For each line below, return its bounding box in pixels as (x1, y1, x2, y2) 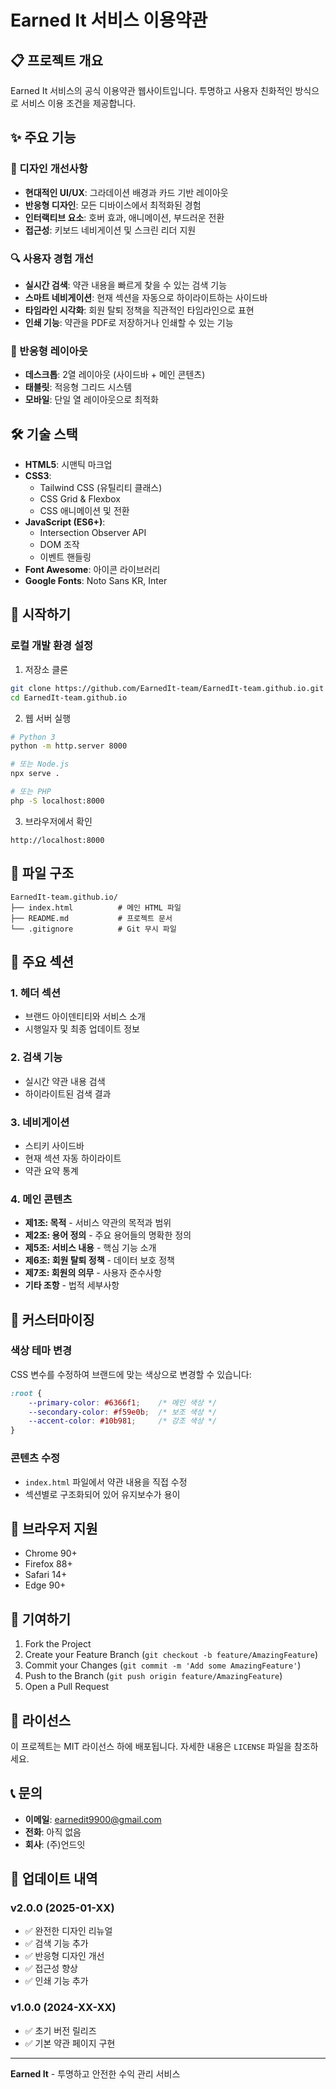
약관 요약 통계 (24, 1164, 79, 1176)
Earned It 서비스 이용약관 (10, 9, 208, 32)
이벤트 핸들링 (39, 551, 92, 563)
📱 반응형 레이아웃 (10, 344, 88, 358)
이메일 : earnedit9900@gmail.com (24, 1813, 162, 1825)
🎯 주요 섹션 (10, 953, 75, 970)
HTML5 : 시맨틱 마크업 (24, 459, 113, 471)
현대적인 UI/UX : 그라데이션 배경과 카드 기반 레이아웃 (24, 186, 229, 198)
